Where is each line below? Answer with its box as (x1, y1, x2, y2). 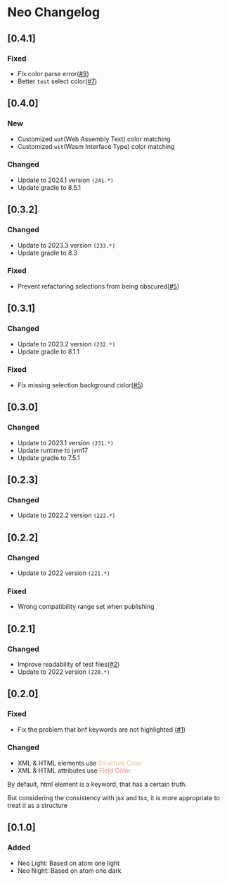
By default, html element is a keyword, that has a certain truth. (7, 780, 188, 788)
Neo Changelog (7, 4, 100, 20)
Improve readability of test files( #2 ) (17, 660, 120, 668)
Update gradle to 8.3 (17, 248, 77, 257)
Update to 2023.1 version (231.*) (17, 438, 114, 447)
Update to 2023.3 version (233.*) (17, 241, 116, 249)
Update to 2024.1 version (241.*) (17, 176, 114, 184)
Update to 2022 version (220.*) (17, 667, 110, 676)
